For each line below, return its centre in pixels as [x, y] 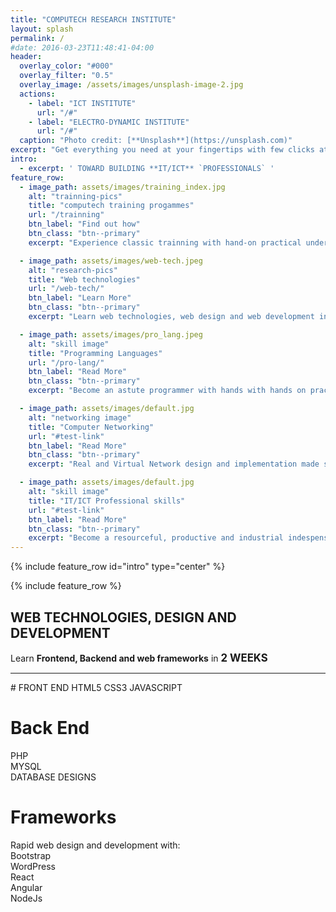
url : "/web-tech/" [66, 289]
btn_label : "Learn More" [80, 298]
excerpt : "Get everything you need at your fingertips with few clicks [162, 150]
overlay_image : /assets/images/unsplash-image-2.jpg [131, 85]
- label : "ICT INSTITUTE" [82, 103]
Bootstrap [31, 855]
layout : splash [42, 29]
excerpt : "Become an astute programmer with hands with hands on [167, 391]
